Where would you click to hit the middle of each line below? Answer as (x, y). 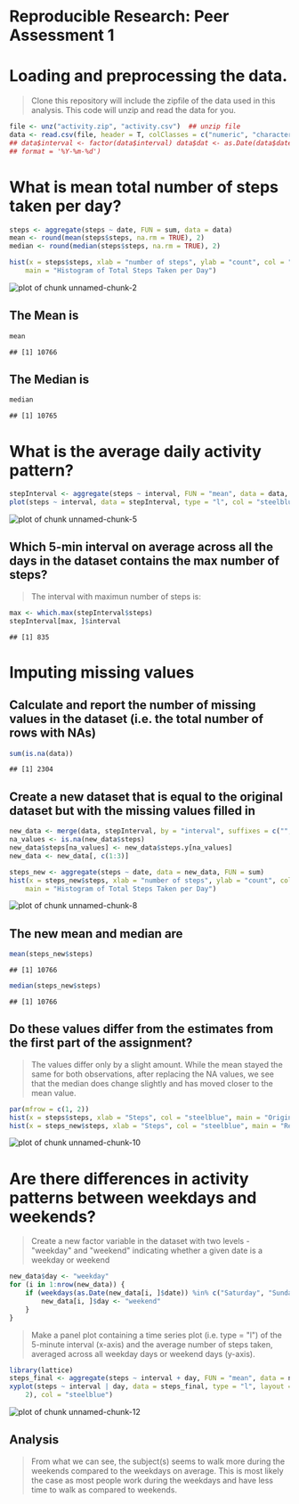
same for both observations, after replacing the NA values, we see (152, 1074)
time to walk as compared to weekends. (104, 1490)
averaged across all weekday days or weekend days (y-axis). (143, 1354)
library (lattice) (41, 1370)
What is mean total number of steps (144, 187)
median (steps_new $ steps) (55, 986)
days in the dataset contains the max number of (145, 561)
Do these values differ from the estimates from (141, 1029)
